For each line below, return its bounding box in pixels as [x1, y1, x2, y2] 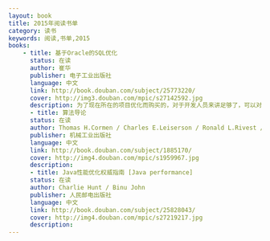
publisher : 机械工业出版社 [29, 131, 112, 139]
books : [8, 42, 31, 50]
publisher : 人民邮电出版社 [29, 190, 112, 199]
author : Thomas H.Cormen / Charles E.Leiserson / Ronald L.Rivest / [29, 124, 264, 132]
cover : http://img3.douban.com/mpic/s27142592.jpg [29, 94, 203, 102]
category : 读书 [8, 27, 57, 35]
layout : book [8, 11, 52, 20]
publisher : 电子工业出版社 [29, 71, 112, 80]
